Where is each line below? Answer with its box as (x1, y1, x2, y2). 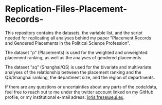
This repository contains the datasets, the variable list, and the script (5, 30, 143, 35)
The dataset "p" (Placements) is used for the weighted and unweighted (5, 50, 147, 55)
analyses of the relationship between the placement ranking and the (5, 69, 142, 75)
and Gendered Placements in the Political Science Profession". (5, 40, 130, 46)
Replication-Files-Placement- (5, 3, 127, 15)
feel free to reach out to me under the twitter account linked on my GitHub (5, 89, 154, 95)
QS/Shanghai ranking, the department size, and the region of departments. (5, 74, 155, 80)
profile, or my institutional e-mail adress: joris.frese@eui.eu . (5, 94, 125, 100)
